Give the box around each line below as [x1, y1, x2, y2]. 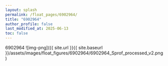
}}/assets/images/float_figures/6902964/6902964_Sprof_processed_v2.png [5, 50, 163, 56]
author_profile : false [5, 21, 53, 27]
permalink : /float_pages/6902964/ [5, 12, 78, 17]
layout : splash [5, 7, 37, 13]
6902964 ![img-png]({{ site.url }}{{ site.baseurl [5, 45, 103, 50]
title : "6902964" [5, 17, 42, 22]
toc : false [5, 31, 28, 36]
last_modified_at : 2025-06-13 [5, 26, 69, 31]
